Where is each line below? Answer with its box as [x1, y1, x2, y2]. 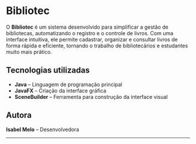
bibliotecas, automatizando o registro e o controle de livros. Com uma [6, 29, 174, 36]
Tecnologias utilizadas [6, 66, 90, 76]
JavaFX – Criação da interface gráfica [14, 87, 107, 94]
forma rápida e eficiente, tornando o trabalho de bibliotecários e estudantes [6, 42, 188, 49]
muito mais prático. [6, 48, 52, 55]
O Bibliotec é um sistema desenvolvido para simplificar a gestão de [6, 23, 169, 30]
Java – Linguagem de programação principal [14, 81, 123, 88]
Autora [6, 110, 32, 121]
